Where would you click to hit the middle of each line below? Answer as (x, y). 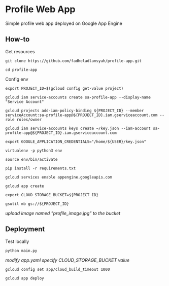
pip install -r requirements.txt (41, 168)
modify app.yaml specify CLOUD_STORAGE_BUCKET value (67, 260)
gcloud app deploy (25, 278)
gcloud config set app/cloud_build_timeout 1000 (58, 269)
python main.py (21, 251)
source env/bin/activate (31, 159)
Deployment (25, 229)
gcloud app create (25, 186)
